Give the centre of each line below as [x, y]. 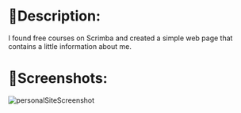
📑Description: [54, 16]
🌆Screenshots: [58, 79]
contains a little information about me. [70, 46]
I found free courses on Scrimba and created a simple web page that [120, 38]
